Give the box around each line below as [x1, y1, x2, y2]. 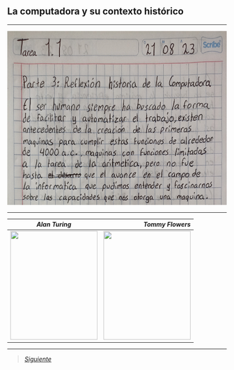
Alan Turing [36, 220, 72, 229]
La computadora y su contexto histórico [7, 6, 184, 17]
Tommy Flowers [143, 220, 191, 229]
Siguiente [24, 355, 52, 364]
